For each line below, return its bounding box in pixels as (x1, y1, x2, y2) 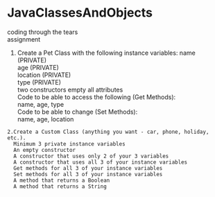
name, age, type (17, 100, 64, 108)
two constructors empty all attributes (17, 85, 123, 94)
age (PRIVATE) (17, 63, 59, 71)
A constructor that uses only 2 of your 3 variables (13, 153, 169, 160)
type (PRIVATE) (17, 78, 61, 86)
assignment (7, 35, 41, 43)
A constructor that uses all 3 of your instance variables (13, 158, 188, 166)
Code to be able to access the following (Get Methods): (17, 92, 176, 101)
